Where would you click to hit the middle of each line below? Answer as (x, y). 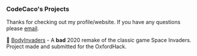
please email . (23, 28)
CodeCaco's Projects (38, 9)
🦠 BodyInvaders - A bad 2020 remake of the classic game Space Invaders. (99, 40)
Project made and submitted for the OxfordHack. (67, 46)
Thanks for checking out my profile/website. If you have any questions (93, 22)
